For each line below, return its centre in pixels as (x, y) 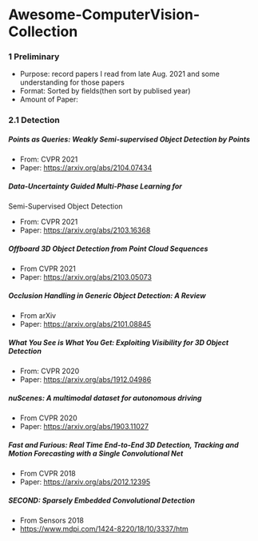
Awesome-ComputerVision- (104, 15)
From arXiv (38, 316)
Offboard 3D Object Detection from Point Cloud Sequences (108, 249)
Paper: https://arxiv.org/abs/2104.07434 (86, 168)
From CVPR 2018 (48, 474)
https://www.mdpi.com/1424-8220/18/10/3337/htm (104, 529)
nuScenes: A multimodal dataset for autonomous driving (105, 398)
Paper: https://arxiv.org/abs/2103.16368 (85, 230)
